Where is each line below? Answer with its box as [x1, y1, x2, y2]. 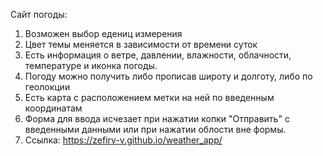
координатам [24, 102, 83, 114]
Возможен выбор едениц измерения [24, 28, 183, 39]
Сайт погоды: [10, 9, 68, 20]
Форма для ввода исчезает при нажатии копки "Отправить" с [24, 113, 290, 124]
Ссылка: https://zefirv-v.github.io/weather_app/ [24, 134, 223, 146]
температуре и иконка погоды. [24, 60, 158, 71]
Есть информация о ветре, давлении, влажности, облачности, [24, 49, 292, 61]
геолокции [24, 81, 71, 93]
